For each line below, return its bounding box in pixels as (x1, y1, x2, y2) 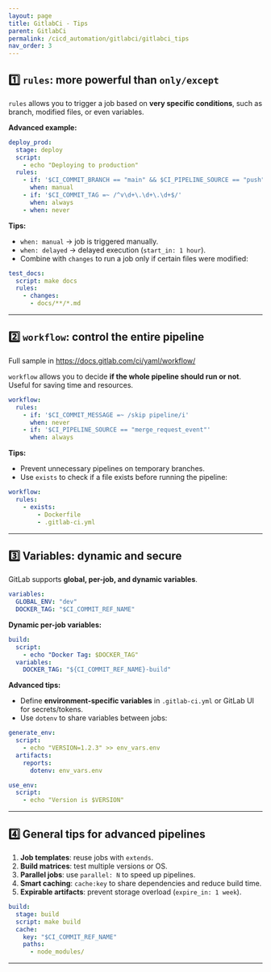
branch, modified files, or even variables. (8, 107, 144, 117)
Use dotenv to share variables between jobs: (19, 713, 168, 723)
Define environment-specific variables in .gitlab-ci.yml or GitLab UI (19, 696, 255, 706)
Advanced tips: (8, 681, 61, 690)
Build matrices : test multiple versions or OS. (19, 861, 168, 871)
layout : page (8, 11, 52, 20)
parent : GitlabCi (8, 27, 67, 35)
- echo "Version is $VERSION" (23, 796, 125, 804)
